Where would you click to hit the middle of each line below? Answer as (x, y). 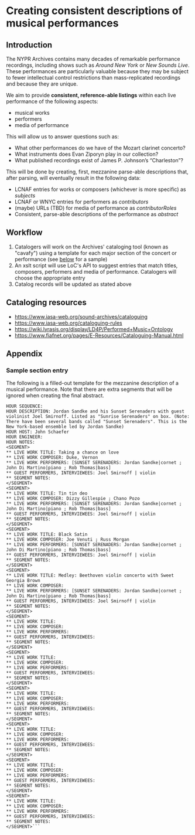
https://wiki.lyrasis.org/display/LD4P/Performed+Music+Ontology (94, 329)
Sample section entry (37, 370)
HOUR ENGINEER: (25, 437)
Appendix (24, 354)
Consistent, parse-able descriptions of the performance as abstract (96, 214)
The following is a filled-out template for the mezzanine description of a (92, 383)
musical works (32, 113)
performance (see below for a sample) (61, 259)
